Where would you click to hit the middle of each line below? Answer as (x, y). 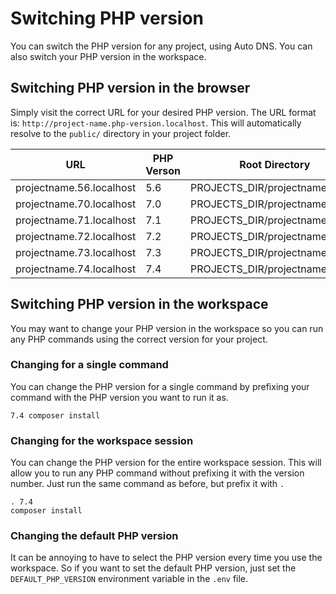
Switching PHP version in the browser (130, 88)
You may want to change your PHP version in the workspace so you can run (167, 328)
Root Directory (275, 164)
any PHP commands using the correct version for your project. (139, 339)
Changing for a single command (89, 365)
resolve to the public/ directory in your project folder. (121, 133)
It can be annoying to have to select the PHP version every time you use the (166, 558)
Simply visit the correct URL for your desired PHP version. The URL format (163, 112)
